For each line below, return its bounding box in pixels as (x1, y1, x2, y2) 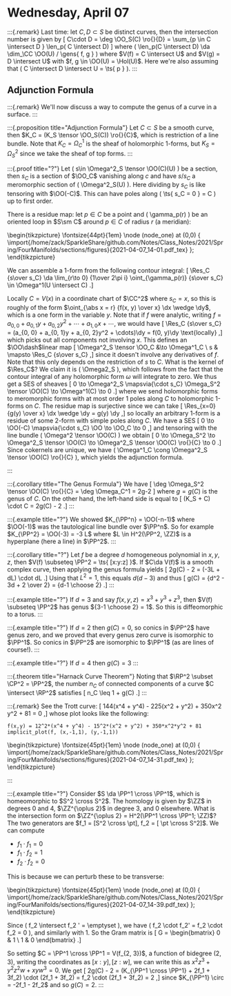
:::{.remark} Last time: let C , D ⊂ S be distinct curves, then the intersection (7, 28, 219, 36)
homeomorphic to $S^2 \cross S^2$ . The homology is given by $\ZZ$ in (7, 797, 212, 805)
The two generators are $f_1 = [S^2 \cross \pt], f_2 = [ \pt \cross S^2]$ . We (7, 819, 219, 827)
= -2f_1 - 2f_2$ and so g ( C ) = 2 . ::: (7, 981, 104, 989)
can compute (7, 826, 45, 834)
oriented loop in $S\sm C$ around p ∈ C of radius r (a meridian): (7, 217, 192, 226)
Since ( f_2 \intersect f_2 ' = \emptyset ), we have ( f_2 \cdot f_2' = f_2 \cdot (7, 921, 223, 929)
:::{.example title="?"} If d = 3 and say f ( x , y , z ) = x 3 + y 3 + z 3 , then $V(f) (7, 594, 213, 603)
